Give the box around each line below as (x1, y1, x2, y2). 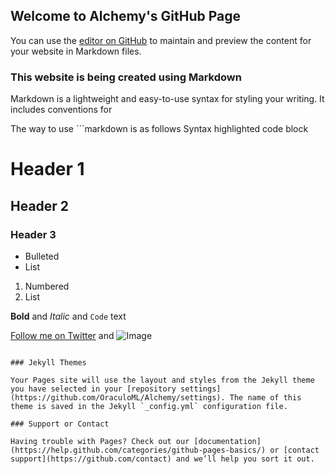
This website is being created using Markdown (10, 70, 242, 84)
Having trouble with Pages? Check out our (10, 436, 190, 446)
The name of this (229, 392, 302, 403)
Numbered (24, 280, 70, 292)
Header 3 (10, 227, 57, 241)
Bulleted (24, 250, 60, 262)
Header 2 (10, 197, 70, 214)
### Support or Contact (10, 419, 110, 429)
